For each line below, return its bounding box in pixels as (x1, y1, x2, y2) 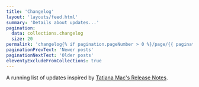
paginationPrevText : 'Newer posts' (6, 47, 94, 53)
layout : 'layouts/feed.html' (6, 14, 78, 20)
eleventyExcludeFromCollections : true (6, 58, 102, 63)
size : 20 (11, 36, 33, 42)
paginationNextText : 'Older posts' (6, 52, 94, 58)
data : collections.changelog (11, 31, 84, 36)
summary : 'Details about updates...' (6, 19, 99, 25)
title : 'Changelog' (6, 8, 54, 15)
